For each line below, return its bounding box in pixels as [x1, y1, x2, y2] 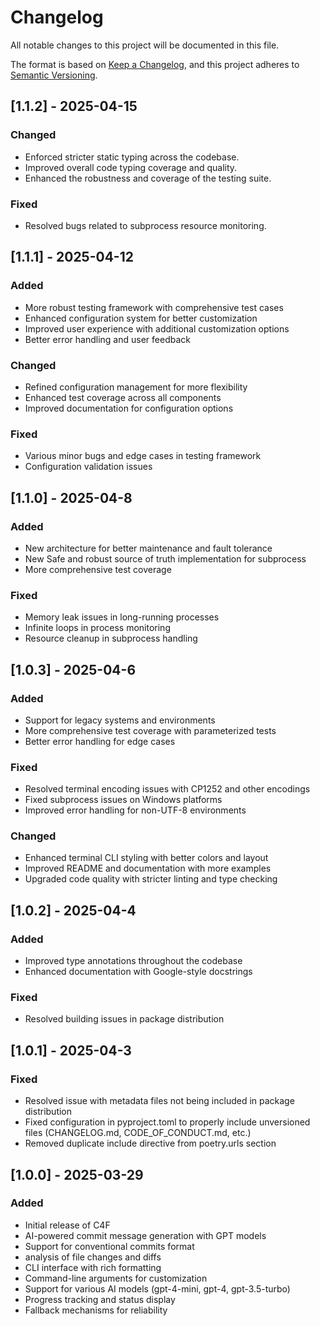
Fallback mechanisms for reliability [24, 1304, 168, 1316]
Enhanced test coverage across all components [24, 391, 222, 403]
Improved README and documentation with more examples [24, 862, 272, 875]
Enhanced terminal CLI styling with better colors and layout [24, 852, 269, 864]
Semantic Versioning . [10, 69, 98, 81]
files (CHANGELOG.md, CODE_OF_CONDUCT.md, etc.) [24, 1127, 252, 1139]
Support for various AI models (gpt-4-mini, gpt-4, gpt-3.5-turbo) [24, 1282, 291, 1295]
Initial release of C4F [24, 1219, 111, 1231]
